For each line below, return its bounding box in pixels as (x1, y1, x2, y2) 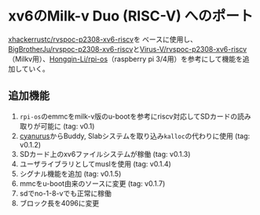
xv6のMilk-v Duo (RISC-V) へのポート (8, 7, 254, 25)
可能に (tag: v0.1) (40, 121, 95, 130)
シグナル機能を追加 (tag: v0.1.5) (19, 169, 122, 178)
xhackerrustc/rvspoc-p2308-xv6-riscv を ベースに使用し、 (8, 35, 198, 44)
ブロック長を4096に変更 (19, 198, 100, 208)
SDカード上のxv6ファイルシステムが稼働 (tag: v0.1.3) (19, 149, 191, 159)
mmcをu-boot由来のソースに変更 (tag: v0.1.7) (19, 178, 166, 188)
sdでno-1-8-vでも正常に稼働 (19, 188, 112, 198)
